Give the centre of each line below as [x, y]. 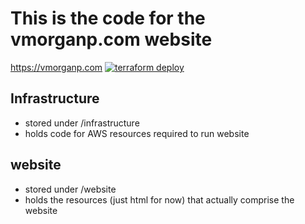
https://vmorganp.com [56, 67]
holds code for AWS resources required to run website [137, 133]
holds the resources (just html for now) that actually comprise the [159, 199]
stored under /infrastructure [82, 123]
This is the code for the [108, 18]
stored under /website [70, 189]
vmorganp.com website [111, 39]
